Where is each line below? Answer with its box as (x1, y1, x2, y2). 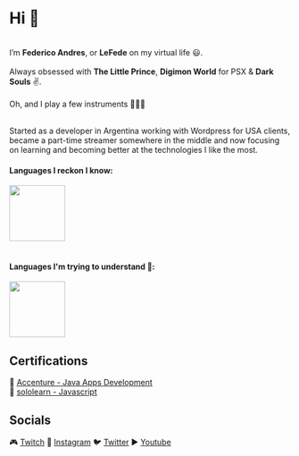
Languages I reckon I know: (9, 165, 113, 175)
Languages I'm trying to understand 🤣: (9, 261, 155, 272)
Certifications (9, 353, 88, 368)
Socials (9, 412, 52, 427)
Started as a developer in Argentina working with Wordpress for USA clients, (9, 125, 291, 136)
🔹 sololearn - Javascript (9, 386, 97, 397)
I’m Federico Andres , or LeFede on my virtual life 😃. (9, 46, 203, 57)
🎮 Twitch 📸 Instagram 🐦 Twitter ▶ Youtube (9, 436, 171, 447)
